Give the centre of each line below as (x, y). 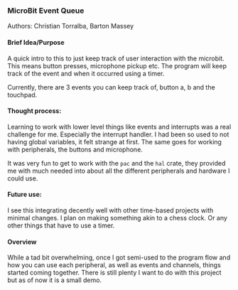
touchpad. (22, 95)
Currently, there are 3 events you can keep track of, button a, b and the (111, 87)
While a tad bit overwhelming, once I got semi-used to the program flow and (119, 257)
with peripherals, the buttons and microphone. (75, 149)
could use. (23, 178)
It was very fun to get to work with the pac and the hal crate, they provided (117, 163)
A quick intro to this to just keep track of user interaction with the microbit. (116, 58)
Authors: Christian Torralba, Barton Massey (71, 26)
